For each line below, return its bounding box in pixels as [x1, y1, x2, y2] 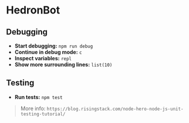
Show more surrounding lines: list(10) [14, 61, 113, 68]
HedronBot [6, 4, 60, 17]
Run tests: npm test [14, 93, 63, 100]
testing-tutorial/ [20, 111, 66, 117]
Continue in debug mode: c [14, 49, 82, 56]
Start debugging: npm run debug [14, 42, 93, 49]
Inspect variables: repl [14, 55, 72, 61]
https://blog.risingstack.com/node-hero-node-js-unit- [46, 106, 184, 112]
